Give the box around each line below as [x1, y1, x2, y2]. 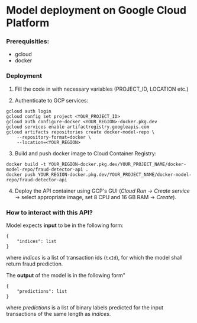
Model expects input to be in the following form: [6, 222, 124, 229]
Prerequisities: [6, 37, 49, 46]
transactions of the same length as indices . [6, 311, 111, 318]
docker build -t [6, 161, 46, 167]
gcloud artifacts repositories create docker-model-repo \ [6, 129, 155, 135]
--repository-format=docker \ [17, 134, 92, 140]
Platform [6, 16, 50, 30]
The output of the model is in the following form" [6, 272, 126, 279]
